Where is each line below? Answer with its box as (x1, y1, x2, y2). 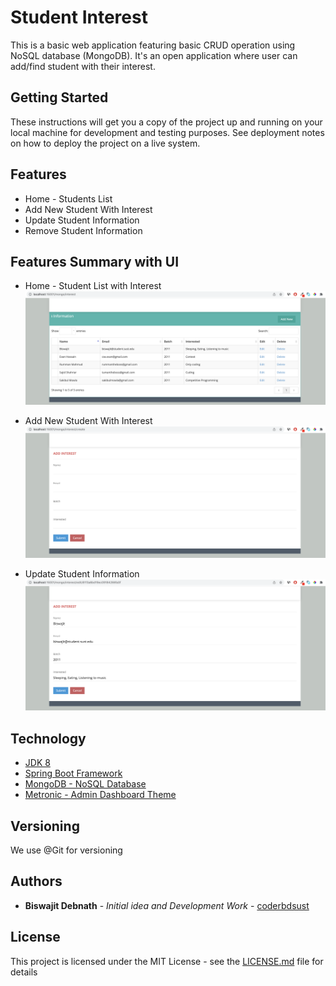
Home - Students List (24, 192, 113, 205)
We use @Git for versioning (10, 844, 123, 856)
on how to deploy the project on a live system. (10, 137, 201, 149)
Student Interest (10, 6, 148, 29)
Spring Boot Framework (24, 767, 123, 780)
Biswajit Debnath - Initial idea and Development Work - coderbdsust (24, 899, 310, 911)
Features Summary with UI (10, 253, 180, 270)
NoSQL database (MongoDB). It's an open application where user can (10, 49, 298, 61)
